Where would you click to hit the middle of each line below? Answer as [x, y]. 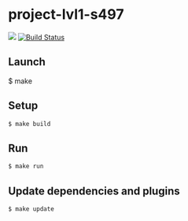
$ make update [31, 209]
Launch [27, 62]
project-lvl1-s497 [66, 15]
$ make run [26, 167]
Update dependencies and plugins [94, 191]
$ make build [29, 123]
